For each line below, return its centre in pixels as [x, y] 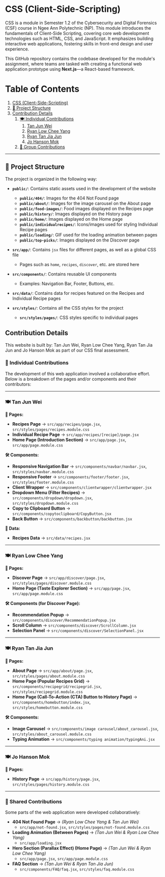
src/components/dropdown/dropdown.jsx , [53, 498]
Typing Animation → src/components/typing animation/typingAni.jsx [83, 739]
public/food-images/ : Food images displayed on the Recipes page [86, 208]
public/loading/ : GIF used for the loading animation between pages [88, 235]
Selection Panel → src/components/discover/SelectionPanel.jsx [78, 631]
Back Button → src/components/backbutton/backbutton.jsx [72, 519]
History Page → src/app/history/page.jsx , [56, 779]
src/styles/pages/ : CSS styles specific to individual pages [79, 318]
